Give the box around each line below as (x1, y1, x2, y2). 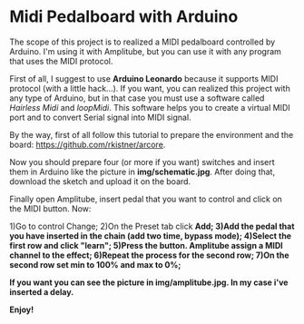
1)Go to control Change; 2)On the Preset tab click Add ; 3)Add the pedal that (9, 221, 295, 231)
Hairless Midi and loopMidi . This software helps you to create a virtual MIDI (9, 102, 290, 113)
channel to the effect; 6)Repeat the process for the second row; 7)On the (9, 250, 289, 260)
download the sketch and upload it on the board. (9, 175, 191, 187)
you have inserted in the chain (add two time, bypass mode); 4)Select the (9, 230, 292, 241)
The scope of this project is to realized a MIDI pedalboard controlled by (9, 36, 276, 47)
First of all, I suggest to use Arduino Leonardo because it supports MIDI (9, 73, 279, 83)
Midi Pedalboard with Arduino (9, 6, 239, 27)
